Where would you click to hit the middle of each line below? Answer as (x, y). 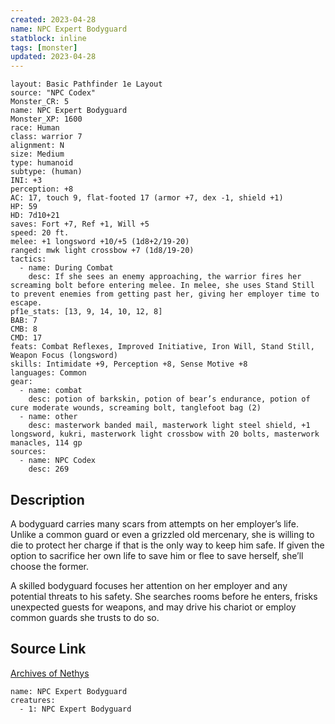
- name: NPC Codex (58, 461)
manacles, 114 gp (46, 443)
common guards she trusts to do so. (85, 617)
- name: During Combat (66, 268)
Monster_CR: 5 (40, 102)
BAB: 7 (24, 321)
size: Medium (37, 154)
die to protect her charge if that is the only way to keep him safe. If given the (167, 545)
